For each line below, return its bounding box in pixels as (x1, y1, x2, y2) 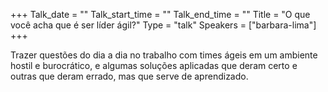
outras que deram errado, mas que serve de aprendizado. (10, 70, 249, 82)
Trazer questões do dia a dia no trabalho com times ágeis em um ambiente (10, 49, 318, 61)
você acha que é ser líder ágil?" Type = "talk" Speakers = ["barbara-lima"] (10, 19, 317, 31)
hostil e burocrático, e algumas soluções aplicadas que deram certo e (10, 60, 298, 71)
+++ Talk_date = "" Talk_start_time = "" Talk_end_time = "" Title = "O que (10, 9, 311, 20)
